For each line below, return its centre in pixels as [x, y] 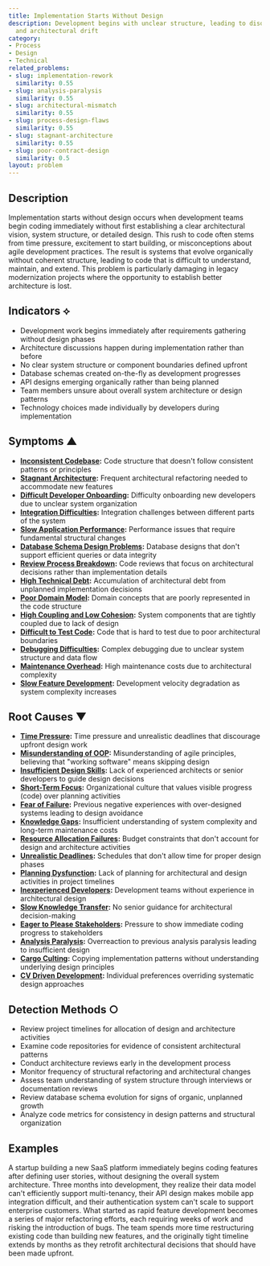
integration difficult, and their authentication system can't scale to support [131, 1202]
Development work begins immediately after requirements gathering [133, 330]
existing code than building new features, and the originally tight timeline [129, 1236]
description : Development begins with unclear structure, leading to [127, 23]
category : [25, 38]
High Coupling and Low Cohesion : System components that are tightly [138, 614]
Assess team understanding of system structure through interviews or [136, 1080]
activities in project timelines [67, 881]
